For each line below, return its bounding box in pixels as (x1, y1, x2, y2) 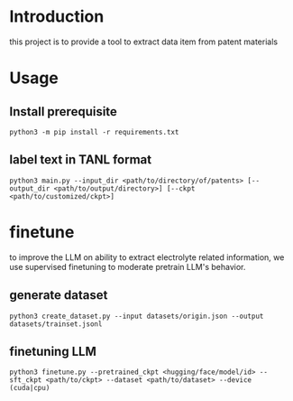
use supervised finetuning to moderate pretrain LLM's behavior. (9, 261, 246, 272)
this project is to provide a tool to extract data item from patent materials (9, 36, 278, 47)
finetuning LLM (9, 343, 96, 359)
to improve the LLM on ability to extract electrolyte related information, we (9, 251, 285, 263)
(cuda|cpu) (9, 384, 50, 393)
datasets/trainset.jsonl (9, 319, 103, 329)
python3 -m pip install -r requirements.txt (9, 127, 179, 136)
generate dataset (9, 287, 108, 303)
